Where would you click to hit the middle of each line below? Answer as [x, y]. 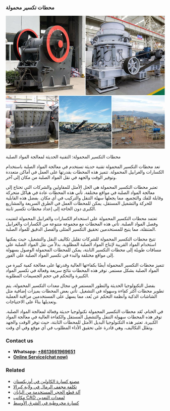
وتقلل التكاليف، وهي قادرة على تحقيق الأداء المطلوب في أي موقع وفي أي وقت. [80, 327]
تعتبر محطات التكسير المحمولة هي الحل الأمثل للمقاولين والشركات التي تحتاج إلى [82, 187]
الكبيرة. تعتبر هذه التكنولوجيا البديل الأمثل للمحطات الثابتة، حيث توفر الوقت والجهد [82, 322]
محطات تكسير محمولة [30, 8]
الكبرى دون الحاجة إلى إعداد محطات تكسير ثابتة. [51, 209]
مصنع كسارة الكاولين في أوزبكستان [46, 381]
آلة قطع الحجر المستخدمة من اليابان [47, 392]
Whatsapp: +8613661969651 [44, 352]
